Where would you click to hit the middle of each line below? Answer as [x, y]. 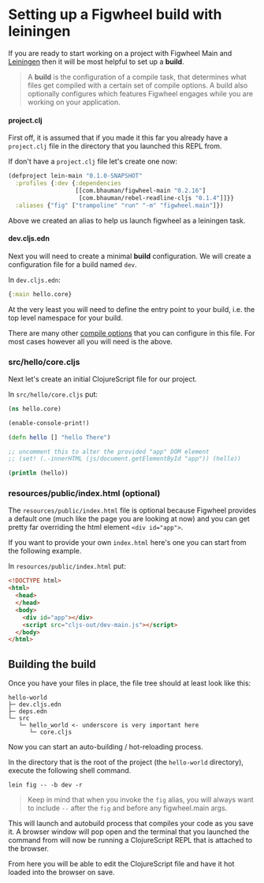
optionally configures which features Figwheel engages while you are [140, 93]
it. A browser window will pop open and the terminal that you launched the [129, 832]
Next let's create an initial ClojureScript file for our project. [102, 379]
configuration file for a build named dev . [73, 264]
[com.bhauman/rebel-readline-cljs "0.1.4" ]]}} [156, 198]
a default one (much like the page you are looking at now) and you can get [129, 519]
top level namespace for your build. [66, 318]
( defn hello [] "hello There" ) [59, 437]
